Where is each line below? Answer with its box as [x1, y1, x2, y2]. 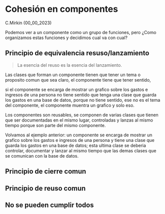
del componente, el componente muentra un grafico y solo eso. [5, 102, 135, 108]
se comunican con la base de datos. [5, 153, 79, 159]
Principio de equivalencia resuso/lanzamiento [5, 49, 150, 57]
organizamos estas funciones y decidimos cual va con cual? [5, 35, 128, 41]
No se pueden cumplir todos [5, 201, 94, 209]
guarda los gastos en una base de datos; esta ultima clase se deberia [5, 142, 146, 148]
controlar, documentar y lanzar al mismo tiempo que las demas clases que [5, 147, 157, 154]
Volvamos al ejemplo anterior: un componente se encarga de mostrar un [5, 132, 152, 138]
